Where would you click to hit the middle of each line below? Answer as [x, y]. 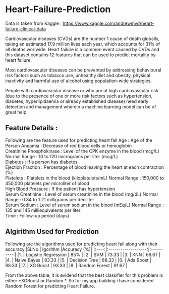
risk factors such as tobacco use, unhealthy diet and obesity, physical [78, 75]
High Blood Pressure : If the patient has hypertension [60, 189]
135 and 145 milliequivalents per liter [43, 210]
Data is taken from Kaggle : [34, 23]
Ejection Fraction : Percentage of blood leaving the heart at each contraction [85, 167]
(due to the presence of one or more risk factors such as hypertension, [79, 96]
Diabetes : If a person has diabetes [41, 162]
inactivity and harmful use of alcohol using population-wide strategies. [79, 81]
